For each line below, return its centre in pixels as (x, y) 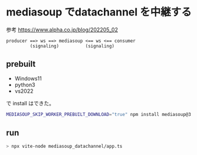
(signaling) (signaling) (72, 46)
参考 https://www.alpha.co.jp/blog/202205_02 (62, 30)
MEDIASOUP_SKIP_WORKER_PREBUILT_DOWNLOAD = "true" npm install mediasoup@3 (99, 114)
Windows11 (28, 78)
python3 (25, 85)
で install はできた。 (30, 103)
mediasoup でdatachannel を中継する (99, 12)
